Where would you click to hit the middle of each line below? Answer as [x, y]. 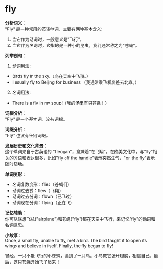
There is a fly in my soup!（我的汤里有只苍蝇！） [61, 103]
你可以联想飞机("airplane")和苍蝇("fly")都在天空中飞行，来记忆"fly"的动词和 [80, 219]
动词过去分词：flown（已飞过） [43, 196]
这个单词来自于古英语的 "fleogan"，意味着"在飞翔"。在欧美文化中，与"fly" [79, 151]
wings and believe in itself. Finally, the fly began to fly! [59, 246]
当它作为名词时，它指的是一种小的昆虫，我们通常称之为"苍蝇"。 [76, 45]
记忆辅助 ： [16, 213]
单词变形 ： [16, 174]
